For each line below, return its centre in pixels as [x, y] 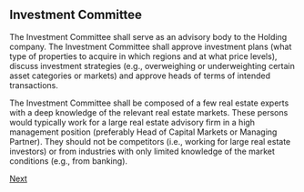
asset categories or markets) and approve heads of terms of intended [140, 76]
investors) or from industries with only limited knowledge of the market [142, 151]
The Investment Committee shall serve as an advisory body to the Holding [148, 36]
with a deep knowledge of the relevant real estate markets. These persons [149, 112]
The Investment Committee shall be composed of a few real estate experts [149, 103]
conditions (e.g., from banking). [69, 161]
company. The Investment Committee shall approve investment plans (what [151, 46]
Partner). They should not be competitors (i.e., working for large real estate [150, 141]
